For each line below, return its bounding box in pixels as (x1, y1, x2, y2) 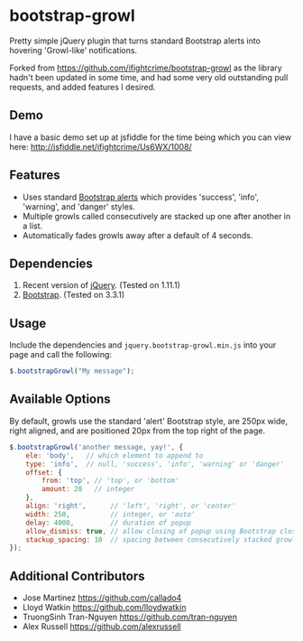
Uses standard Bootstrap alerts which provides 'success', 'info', (22, 191, 260, 202)
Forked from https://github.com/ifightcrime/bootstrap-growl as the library (9, 62, 282, 73)
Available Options (9, 392, 111, 407)
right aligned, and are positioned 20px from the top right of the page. (9, 425, 266, 436)
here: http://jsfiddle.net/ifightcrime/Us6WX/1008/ (9, 141, 192, 152)
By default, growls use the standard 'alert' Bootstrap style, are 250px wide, (9, 415, 289, 426)
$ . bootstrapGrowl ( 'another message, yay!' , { (9, 442, 183, 451)
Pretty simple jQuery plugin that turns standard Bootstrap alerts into (9, 35, 262, 46)
